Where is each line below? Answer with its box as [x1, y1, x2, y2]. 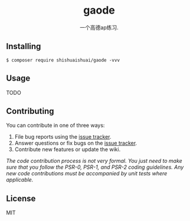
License [6, 193, 36, 203]
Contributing [6, 106, 54, 116]
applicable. [6, 176, 34, 184]
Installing [6, 41, 41, 52]
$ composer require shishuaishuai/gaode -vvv [6, 57, 120, 63]
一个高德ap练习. [79, 24, 119, 31]
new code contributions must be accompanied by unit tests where [6, 170, 168, 177]
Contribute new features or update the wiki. [14, 146, 121, 153]
